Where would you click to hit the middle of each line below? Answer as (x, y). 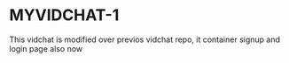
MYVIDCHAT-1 (64, 15)
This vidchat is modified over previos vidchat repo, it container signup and (145, 39)
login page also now (46, 48)
